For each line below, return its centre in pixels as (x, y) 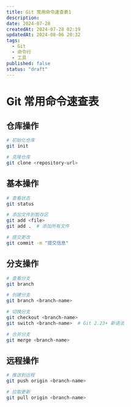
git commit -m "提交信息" (38, 243)
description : (23, 18)
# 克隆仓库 (18, 157)
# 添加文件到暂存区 (28, 215)
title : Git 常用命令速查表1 (39, 12)
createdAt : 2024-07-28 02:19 (43, 29)
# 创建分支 (18, 295)
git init (17, 146)
